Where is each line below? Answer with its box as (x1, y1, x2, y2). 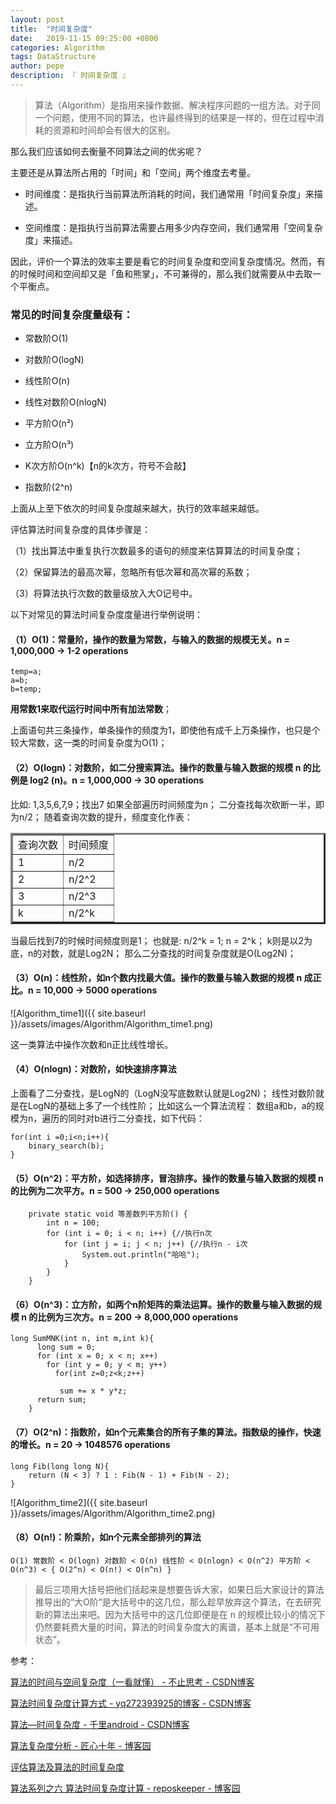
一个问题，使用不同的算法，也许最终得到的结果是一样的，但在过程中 (34, 111, 316, 123)
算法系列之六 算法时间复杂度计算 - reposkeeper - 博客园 (10, 1782, 241, 1794)
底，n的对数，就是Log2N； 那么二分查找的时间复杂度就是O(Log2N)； (10, 947, 297, 959)
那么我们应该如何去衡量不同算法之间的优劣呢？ (10, 145, 203, 157)
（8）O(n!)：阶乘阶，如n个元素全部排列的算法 (10, 1531, 202, 1543)
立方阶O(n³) (24, 439, 75, 451)
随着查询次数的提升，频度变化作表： (43, 811, 193, 823)
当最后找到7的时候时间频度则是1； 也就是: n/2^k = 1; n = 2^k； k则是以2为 (10, 934, 313, 946)
